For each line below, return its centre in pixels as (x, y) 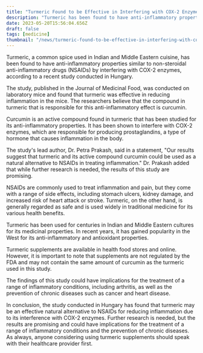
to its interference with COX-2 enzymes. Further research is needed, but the (101, 318)
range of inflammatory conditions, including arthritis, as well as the (89, 287)
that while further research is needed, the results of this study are (88, 169)
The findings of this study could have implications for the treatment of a (95, 280)
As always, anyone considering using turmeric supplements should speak (98, 337)
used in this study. (29, 269)
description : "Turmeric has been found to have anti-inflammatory (92, 18)
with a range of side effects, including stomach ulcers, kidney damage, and (100, 194)
